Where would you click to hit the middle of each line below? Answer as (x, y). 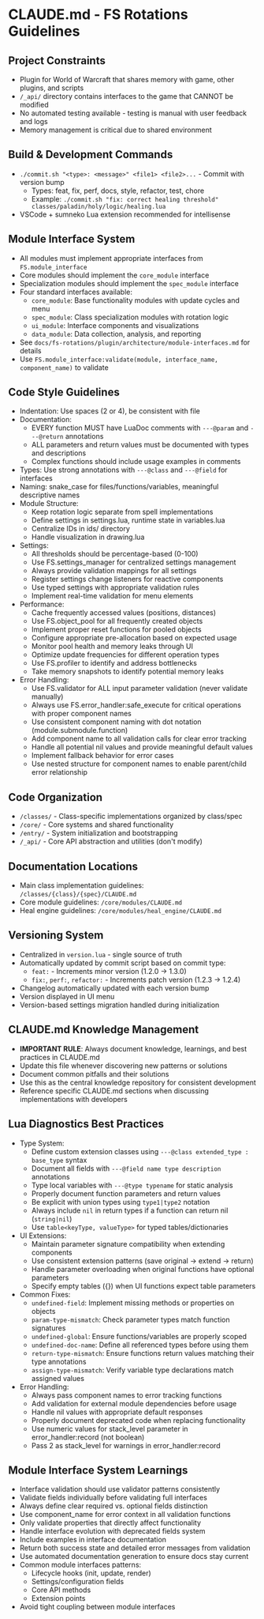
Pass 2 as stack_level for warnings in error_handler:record (126, 1445)
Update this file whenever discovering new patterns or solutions (123, 1066)
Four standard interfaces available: (76, 292)
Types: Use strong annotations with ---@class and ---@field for (123, 470)
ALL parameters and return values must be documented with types (140, 445)
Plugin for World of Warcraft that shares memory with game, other (127, 79)
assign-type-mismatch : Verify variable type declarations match (132, 1370)
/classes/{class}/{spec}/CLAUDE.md (78, 895)
